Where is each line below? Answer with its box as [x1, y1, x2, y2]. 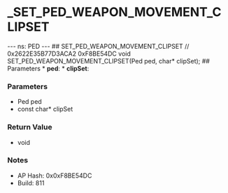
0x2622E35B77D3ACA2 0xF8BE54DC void [7, 49, 131, 58]
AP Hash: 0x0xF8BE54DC [17, 171, 92, 180]
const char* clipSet [17, 105, 73, 114]
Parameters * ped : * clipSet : [7, 64, 90, 72]
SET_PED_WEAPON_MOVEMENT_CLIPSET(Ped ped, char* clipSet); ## [7, 56, 210, 65]
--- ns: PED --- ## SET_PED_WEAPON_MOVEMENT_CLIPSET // [7, 42, 190, 50]
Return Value [7, 123, 52, 132]
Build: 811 [17, 178, 45, 187]
